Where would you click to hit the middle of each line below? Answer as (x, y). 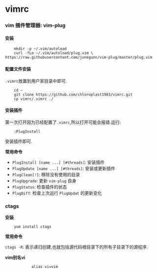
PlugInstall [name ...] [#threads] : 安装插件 (58, 162)
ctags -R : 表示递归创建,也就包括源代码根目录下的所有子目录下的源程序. (77, 247)
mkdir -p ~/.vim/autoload (40, 49)
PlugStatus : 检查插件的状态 (39, 187)
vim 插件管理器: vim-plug (35, 26)
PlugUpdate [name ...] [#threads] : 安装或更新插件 (64, 168)
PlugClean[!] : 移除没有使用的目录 (46, 174)
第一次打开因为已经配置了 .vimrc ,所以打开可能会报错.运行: (63, 122)
